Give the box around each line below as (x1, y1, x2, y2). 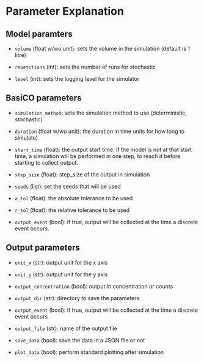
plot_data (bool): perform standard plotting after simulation (14, 348, 164, 356)
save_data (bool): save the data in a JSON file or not (14, 336, 145, 344)
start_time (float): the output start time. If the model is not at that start (14, 146, 192, 153)
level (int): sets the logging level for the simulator (14, 75, 140, 82)
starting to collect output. (14, 159, 79, 166)
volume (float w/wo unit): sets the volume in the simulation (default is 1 (14, 45, 191, 52)
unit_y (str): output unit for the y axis (14, 271, 108, 278)
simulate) (14, 134, 38, 141)
